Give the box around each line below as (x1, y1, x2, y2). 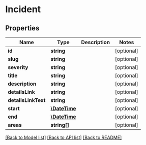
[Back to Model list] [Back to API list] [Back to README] (5, 134, 122, 140)
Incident (5, 4, 41, 15)
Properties (5, 24, 40, 32)
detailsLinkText (8, 97, 46, 103)
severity (8, 64, 28, 70)
